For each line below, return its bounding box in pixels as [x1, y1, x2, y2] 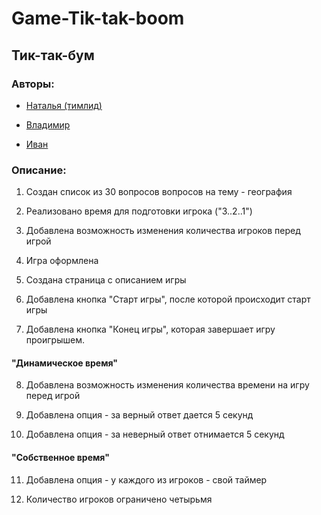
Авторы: [11, 77, 55, 91]
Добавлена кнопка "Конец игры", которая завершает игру [25, 323, 276, 336]
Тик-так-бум [11, 47, 95, 64]
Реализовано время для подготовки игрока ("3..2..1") [25, 205, 253, 217]
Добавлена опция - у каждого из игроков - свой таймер [25, 473, 268, 486]
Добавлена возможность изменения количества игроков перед [25, 225, 301, 237]
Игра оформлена [25, 255, 99, 267]
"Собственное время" [11, 451, 110, 463]
